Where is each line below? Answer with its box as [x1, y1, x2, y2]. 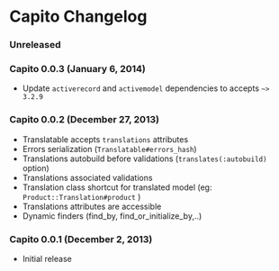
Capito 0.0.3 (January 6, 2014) [9, 63, 147, 76]
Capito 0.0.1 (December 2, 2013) [9, 232, 153, 245]
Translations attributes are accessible [22, 201, 162, 212]
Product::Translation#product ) [22, 191, 141, 202]
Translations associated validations [22, 172, 153, 183]
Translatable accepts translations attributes [22, 133, 189, 145]
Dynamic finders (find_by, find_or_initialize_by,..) [22, 210, 202, 221]
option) [22, 162, 49, 173]
